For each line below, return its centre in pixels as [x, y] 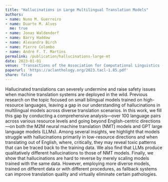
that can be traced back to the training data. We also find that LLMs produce [84, 147]
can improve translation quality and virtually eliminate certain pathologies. [81, 174]
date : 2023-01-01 [23, 61]
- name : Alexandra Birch [31, 42]
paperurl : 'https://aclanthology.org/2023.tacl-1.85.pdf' [67, 70]
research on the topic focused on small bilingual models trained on [74, 99]
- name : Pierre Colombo [30, 47]
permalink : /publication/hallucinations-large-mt [58, 56]
